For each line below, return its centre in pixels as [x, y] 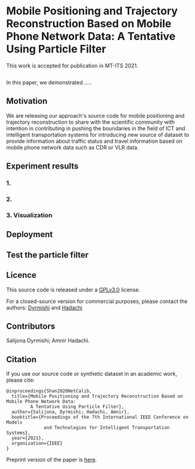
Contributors [31, 326]
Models [14, 422]
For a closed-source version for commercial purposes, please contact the [97, 301]
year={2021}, [28, 438]
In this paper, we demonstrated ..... [49, 82]
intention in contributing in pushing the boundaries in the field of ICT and [96, 128]
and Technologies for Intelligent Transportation [107, 428]
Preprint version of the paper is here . [52, 460]
